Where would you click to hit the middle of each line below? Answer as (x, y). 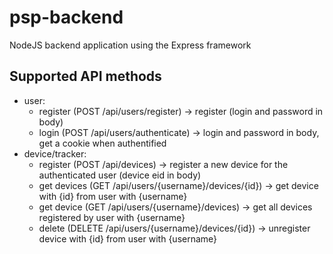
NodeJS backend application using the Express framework (130, 45)
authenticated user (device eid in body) (120, 175)
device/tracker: (55, 153)
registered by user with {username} (112, 217)
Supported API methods (85, 76)
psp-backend (66, 17)
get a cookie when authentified (102, 143)
